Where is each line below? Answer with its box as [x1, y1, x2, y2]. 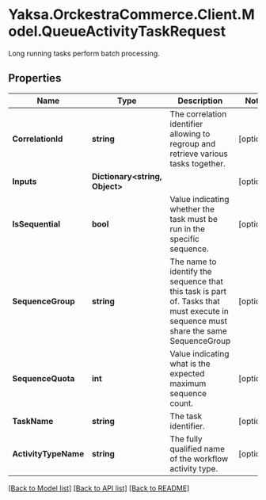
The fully [169, 433, 203, 445]
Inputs [12, 176, 37, 187]
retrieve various [169, 148, 228, 159]
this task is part [169, 285, 227, 296]
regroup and [169, 138, 216, 149]
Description [177, 95, 223, 106]
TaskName [12, 415, 54, 426]
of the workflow [169, 453, 229, 464]
